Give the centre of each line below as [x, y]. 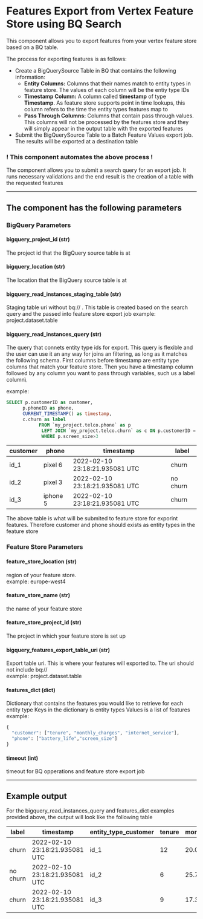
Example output [37, 796]
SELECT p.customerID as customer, [50, 403]
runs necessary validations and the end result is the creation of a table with [100, 177]
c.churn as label [44, 419]
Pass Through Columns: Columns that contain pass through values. [109, 116]
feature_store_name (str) [38, 595]
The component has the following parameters [94, 208]
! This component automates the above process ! [79, 157]
